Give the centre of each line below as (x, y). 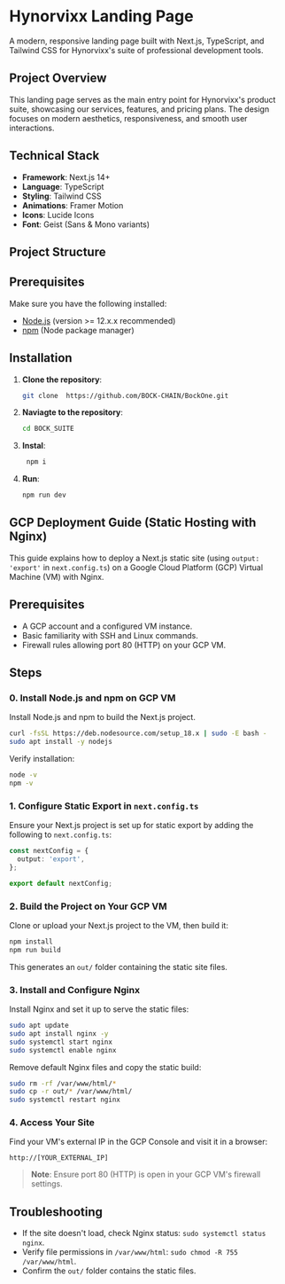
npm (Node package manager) (78, 330)
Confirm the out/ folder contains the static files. (109, 1271)
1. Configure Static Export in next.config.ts (104, 806)
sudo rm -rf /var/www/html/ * (63, 1084)
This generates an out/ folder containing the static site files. (119, 967)
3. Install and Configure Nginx (74, 990)
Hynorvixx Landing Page (101, 16)
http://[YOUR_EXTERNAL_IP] (59, 1158)
